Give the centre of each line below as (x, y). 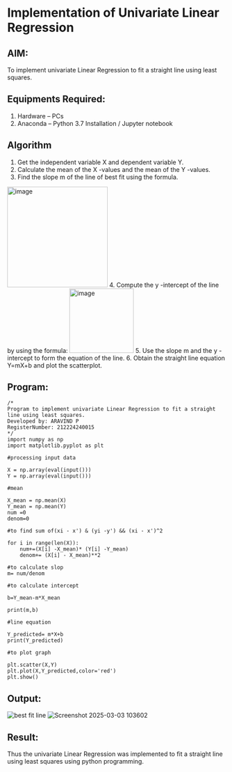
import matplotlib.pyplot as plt (56, 446)
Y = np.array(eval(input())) (49, 476)
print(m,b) (23, 610)
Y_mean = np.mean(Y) (37, 507)
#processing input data (42, 458)
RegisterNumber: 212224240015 (51, 427)
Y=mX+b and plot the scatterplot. (55, 365)
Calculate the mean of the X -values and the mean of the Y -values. (114, 169)
